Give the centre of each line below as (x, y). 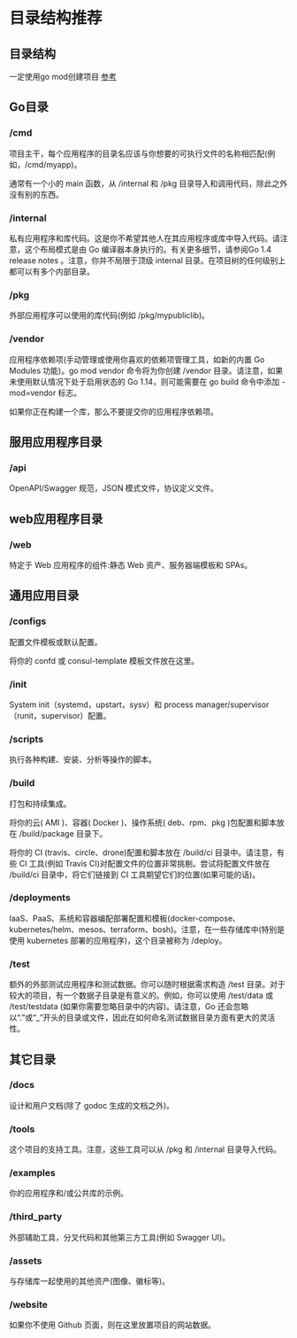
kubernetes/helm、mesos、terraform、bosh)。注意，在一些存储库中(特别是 (147, 929)
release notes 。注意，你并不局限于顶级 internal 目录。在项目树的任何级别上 (147, 260)
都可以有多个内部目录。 (52, 271)
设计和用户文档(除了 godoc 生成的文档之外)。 (92, 1105)
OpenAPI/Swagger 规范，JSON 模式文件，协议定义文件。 (114, 488)
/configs (28, 621)
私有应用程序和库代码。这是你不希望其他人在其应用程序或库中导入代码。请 (145, 238)
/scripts (27, 739)
